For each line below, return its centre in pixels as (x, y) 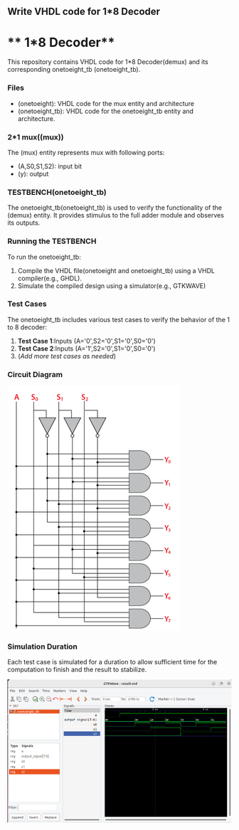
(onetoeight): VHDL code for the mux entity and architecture (106, 103)
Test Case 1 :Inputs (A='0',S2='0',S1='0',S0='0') (87, 341)
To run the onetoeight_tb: (44, 257)
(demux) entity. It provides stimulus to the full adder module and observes (116, 216)
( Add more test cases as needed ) (67, 356)
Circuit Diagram (35, 374)
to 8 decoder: (27, 327)
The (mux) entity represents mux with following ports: (86, 152)
